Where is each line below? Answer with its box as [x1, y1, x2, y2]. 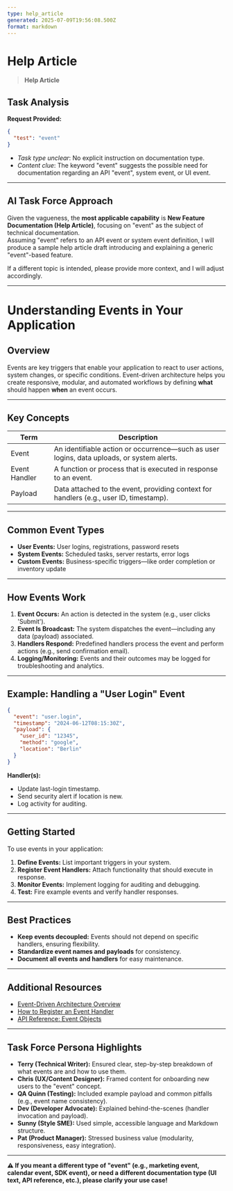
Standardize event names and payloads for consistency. [17, 948, 182, 956]
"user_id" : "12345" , [19, 733, 79, 740]
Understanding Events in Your [7, 302, 184, 318]
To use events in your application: [7, 845, 104, 853]
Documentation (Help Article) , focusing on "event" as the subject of [7, 221, 204, 230]
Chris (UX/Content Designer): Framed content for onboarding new [17, 1074, 210, 1082]
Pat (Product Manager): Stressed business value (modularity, [17, 1133, 194, 1142]
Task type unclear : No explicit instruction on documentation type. [17, 154, 205, 162]
